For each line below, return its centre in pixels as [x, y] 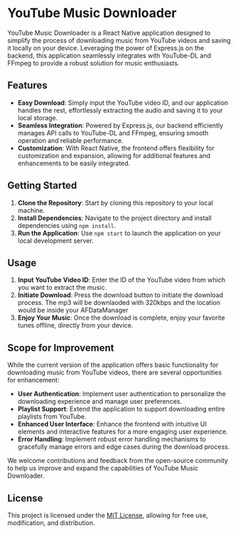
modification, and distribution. [51, 523]
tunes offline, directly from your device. [75, 325]
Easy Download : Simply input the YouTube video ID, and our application [123, 103]
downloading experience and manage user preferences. [100, 402]
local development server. [55, 241]
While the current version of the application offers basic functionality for [113, 365]
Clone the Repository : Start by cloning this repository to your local [115, 203]
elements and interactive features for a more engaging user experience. [123, 431]
